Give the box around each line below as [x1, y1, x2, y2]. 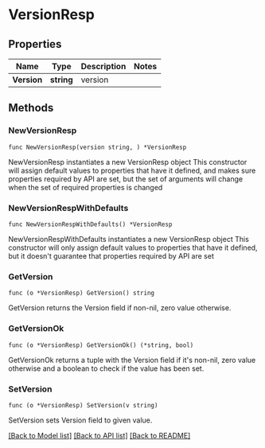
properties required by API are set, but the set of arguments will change [8, 173, 244, 184]
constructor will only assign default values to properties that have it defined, [8, 243, 258, 252]
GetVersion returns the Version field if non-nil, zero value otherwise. [8, 303, 232, 313]
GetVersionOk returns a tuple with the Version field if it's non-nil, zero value [8, 355, 256, 364]
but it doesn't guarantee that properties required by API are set [8, 251, 215, 260]
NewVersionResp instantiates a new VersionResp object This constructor [8, 157, 247, 166]
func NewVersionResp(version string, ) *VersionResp [8, 143, 187, 151]
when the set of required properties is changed [8, 182, 163, 192]
